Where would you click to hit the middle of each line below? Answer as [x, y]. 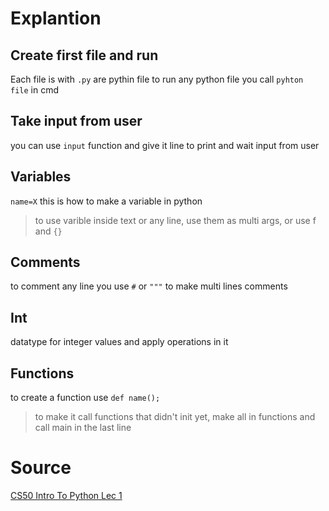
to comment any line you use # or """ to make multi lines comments [149, 286]
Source [41, 468]
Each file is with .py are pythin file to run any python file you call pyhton [157, 79]
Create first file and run [84, 55]
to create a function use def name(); [85, 398]
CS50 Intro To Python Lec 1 [66, 495]
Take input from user [76, 121]
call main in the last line [83, 428]
